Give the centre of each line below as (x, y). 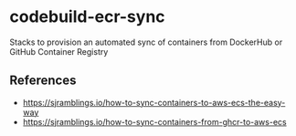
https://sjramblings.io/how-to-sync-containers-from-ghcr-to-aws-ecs (154, 121)
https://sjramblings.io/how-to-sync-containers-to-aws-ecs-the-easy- (154, 102)
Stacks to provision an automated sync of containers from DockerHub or (146, 42)
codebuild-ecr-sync (88, 17)
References (43, 81)
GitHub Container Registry (59, 51)
